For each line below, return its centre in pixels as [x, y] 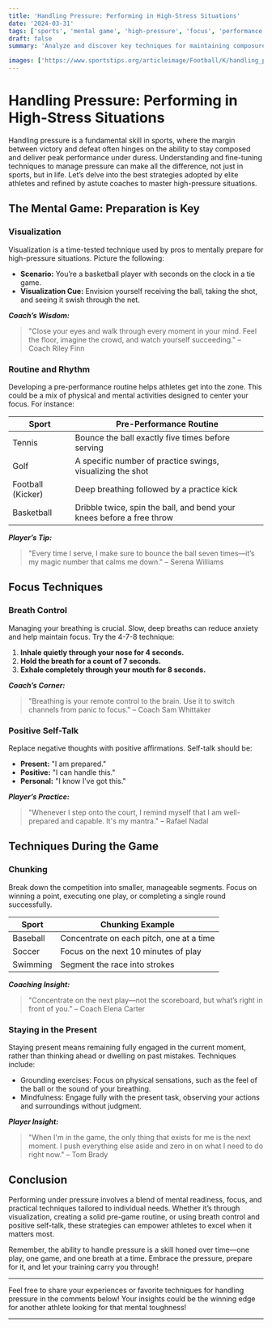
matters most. [32, 1234]
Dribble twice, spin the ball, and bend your [155, 507]
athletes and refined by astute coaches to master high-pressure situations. [133, 183]
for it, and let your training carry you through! [84, 1266]
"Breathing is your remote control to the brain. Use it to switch [131, 700]
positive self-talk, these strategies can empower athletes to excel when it [130, 1225]
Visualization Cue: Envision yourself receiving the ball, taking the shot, [138, 291]
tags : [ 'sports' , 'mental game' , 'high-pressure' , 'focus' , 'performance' [137, 31]
